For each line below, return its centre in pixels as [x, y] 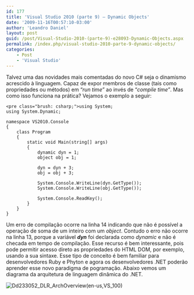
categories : [20, 50]
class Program [33, 132]
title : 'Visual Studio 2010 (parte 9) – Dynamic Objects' [78, 17]
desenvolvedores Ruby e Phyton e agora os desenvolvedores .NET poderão [97, 262]
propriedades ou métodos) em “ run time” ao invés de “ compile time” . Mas [95, 89]
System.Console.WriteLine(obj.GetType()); [89, 188]
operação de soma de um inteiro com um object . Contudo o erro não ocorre [97, 231]
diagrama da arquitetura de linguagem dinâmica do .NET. [75, 274]
